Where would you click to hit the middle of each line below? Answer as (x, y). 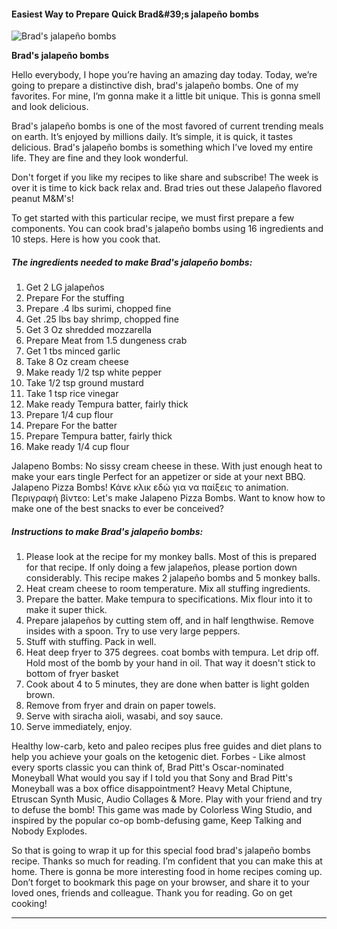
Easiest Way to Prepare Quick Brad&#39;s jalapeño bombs (135, 14)
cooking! (29, 904)
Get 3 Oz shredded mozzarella (89, 330)
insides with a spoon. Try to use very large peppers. (133, 631)
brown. (40, 695)
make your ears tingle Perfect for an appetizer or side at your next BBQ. (158, 477)
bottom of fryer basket (72, 674)
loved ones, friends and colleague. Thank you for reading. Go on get (152, 893)
